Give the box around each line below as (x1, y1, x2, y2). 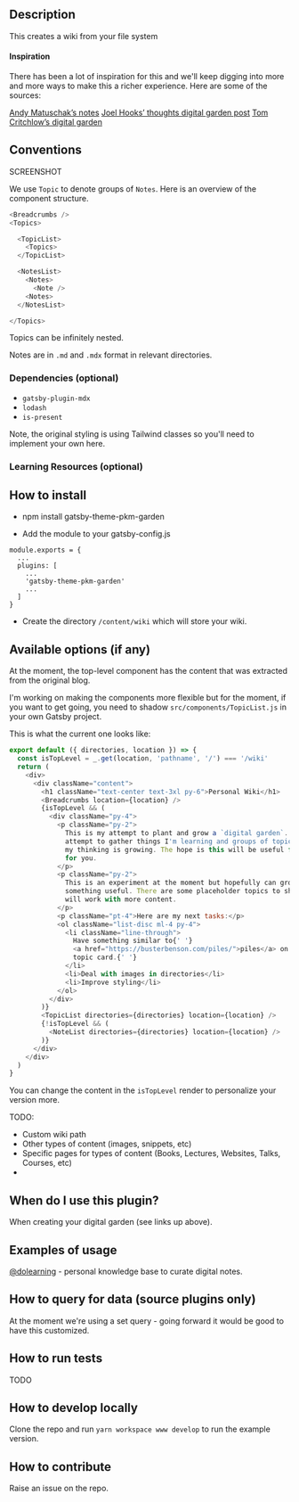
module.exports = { (9, 546, 82, 555)
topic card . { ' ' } (72, 953, 138, 962)
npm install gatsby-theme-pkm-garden (21, 512, 165, 522)
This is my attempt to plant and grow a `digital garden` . (65, 829, 289, 838)
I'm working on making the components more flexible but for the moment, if (9, 693, 287, 703)
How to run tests (9, 1350, 103, 1367)
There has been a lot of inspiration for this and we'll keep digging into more (9, 71, 285, 82)
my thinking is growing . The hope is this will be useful (65, 845, 285, 854)
